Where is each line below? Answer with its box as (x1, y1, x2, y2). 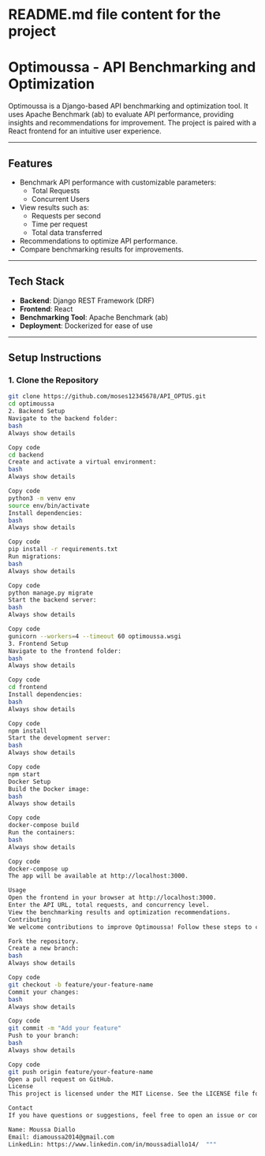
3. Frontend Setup (8, 640, 69, 647)
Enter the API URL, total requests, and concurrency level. (8, 901, 211, 909)
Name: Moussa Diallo (8, 1125, 77, 1133)
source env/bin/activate (8, 502, 90, 509)
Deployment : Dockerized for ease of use (19, 321, 153, 330)
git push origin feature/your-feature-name (8, 1068, 154, 1076)
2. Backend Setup (8, 408, 65, 416)
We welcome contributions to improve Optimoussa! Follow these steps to (8, 923, 252, 931)
